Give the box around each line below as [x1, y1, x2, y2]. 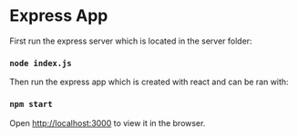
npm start [9, 99, 53, 110]
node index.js [9, 58, 72, 68]
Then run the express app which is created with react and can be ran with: [9, 76, 289, 87]
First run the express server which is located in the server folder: [9, 35, 252, 46]
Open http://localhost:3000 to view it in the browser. [9, 117, 206, 128]
